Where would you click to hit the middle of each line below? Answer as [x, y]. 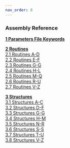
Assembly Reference [32, 28]
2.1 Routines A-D [22, 54]
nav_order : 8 [19, 10]
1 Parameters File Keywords [35, 39]
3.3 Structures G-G [25, 113]
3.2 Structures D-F [25, 107]
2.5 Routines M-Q [24, 76]
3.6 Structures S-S [25, 129]
